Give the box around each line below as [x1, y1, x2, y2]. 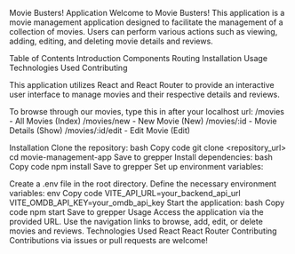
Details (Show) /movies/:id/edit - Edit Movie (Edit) [9, 125, 191, 136]
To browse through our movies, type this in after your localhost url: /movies [9, 107, 284, 116]
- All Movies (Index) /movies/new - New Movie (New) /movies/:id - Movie [9, 115, 277, 126]
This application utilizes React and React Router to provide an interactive [9, 80, 275, 90]
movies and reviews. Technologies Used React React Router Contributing [9, 226, 277, 236]
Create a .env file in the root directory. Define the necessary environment [9, 179, 277, 189]
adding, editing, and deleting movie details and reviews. [9, 36, 213, 46]
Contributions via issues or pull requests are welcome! [9, 235, 209, 245]
